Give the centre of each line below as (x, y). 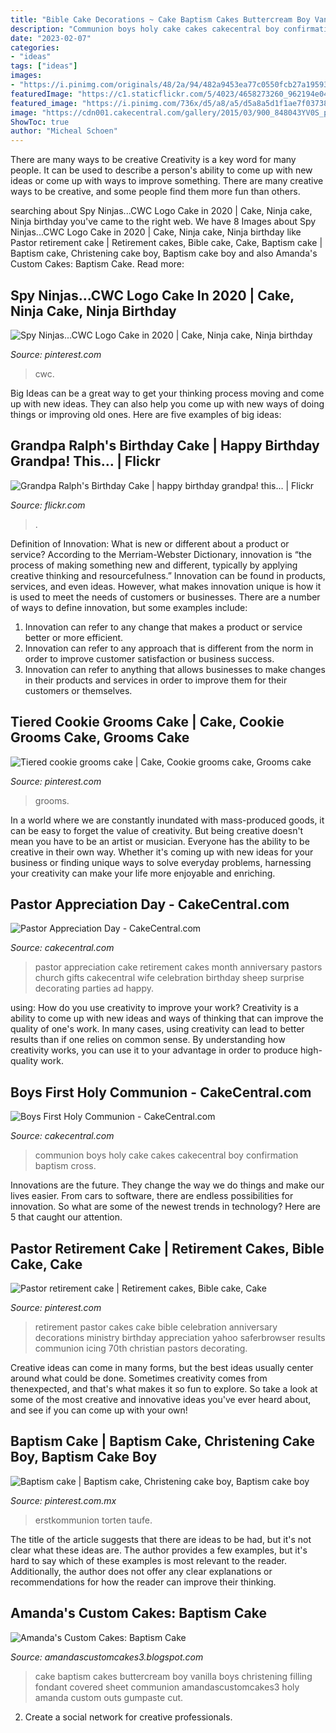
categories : (35, 47)
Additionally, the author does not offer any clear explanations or (141, 1571)
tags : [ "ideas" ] (44, 66)
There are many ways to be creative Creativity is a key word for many (153, 160)
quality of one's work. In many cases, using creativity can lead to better (157, 1029)
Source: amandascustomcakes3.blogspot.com (107, 1657)
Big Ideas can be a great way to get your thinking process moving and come (167, 393)
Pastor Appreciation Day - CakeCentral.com (150, 904)
